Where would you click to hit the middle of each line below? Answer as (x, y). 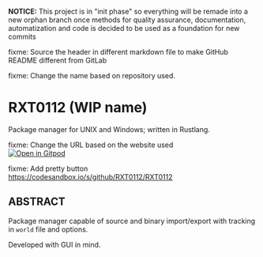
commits (23, 36)
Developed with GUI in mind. (54, 244)
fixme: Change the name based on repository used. (92, 76)
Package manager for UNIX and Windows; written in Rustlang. (109, 129)
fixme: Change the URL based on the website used (91, 145)
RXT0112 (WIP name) (78, 108)
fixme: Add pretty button (48, 168)
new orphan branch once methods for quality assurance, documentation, (127, 20)
